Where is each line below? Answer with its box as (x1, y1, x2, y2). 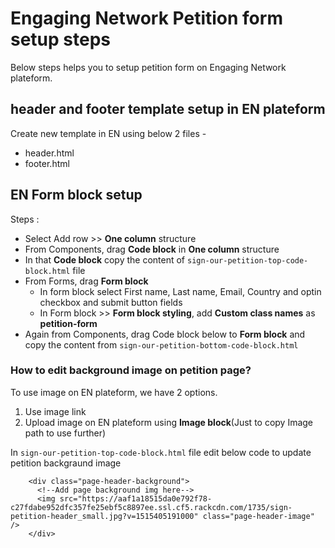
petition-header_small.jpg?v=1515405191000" (10, 511, 199, 521)
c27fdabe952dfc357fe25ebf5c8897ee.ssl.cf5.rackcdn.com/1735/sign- (10, 502, 293, 512)
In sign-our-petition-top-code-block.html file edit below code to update (10, 446, 312, 458)
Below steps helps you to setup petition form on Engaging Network (10, 61, 287, 73)
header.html (24, 147, 75, 159)
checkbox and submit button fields (39, 296, 183, 308)
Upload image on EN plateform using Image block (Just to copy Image (24, 416, 314, 428)
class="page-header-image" (202, 511, 315, 521)
